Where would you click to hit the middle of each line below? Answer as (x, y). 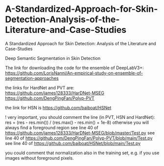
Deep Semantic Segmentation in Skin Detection (53, 58)
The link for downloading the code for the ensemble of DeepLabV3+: (74, 68)
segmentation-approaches (32, 78)
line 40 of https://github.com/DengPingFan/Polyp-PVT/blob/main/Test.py (79, 138)
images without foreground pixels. (40, 158)
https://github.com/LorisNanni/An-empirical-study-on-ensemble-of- (74, 73)
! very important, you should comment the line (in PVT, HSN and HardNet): (80, 117)
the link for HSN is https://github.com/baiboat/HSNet (58, 108)
